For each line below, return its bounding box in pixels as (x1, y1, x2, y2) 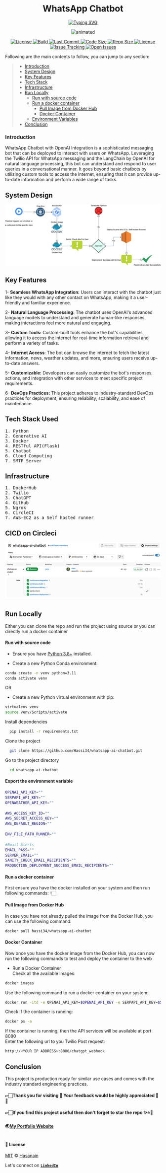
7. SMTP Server (5, 458, 42, 463)
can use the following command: (5, 918, 72, 924)
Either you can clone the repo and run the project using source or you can (5, 623, 156, 629)
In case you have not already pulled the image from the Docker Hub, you (5, 913, 153, 919)
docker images (5, 980, 35, 986)
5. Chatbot (5, 448, 32, 453)
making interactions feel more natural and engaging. (5, 320, 112, 326)
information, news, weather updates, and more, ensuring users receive (5, 355, 149, 361)
